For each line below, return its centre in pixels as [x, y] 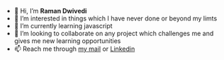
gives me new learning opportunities [67, 41]
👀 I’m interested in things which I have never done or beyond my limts [116, 18]
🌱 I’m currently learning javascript [63, 26]
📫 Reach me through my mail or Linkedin [74, 49]
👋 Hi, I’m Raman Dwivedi [50, 11]
